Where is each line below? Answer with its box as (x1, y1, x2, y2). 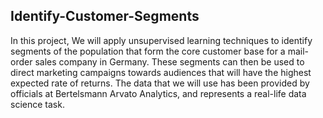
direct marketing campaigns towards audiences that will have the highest (10, 66, 312, 78)
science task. (10, 98, 65, 110)
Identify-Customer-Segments (10, 8, 200, 25)
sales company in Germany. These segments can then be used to (34, 55, 305, 68)
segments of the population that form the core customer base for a (10, 45, 286, 57)
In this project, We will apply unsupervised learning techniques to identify (10, 34, 313, 46)
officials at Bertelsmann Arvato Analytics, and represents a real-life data (10, 87, 307, 99)
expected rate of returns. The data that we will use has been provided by (10, 77, 310, 89)
